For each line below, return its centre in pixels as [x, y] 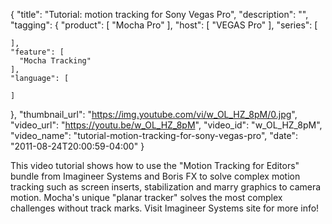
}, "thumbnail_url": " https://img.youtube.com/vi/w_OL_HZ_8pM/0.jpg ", [154, 114]
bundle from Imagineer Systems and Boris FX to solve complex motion [155, 176]
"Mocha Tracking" [55, 61]
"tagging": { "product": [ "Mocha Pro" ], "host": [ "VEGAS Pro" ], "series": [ [164, 25]
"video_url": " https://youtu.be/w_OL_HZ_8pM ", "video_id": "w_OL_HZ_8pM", [166, 125]
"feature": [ [37, 52]
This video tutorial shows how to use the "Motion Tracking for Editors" [155, 165]
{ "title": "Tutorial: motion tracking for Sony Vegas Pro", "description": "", [159, 14]
